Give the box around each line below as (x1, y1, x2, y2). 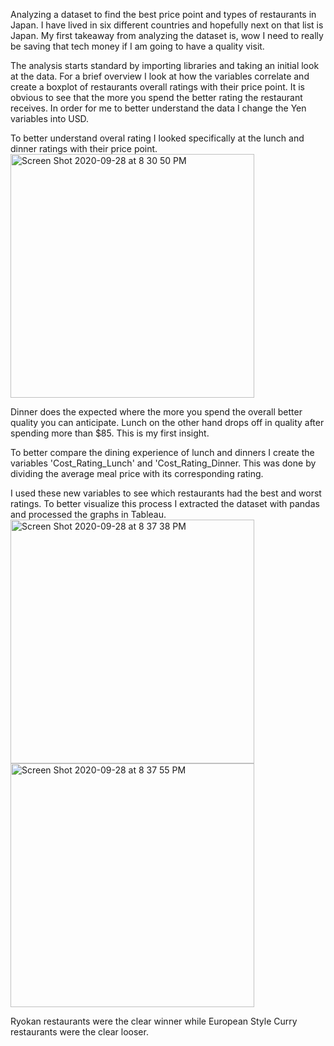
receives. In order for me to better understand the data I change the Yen (10, 102, 307, 114)
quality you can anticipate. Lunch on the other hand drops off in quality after (10, 417, 325, 428)
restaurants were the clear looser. (10, 1026, 149, 1038)
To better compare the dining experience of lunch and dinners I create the (10, 447, 315, 458)
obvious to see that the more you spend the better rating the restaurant (10, 92, 303, 103)
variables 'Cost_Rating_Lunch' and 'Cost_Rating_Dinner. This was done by (10, 457, 317, 469)
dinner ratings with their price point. (10, 143, 158, 154)
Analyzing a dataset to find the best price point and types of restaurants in (10, 9, 317, 20)
